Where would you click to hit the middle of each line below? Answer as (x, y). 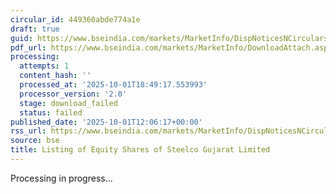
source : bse (35, 141)
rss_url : (28, 131)
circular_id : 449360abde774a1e (75, 19)
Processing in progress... (61, 178)
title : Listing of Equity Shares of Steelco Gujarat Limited (140, 150)
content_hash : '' (55, 76)
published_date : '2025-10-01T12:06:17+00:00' (106, 122)
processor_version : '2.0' (73, 94)
